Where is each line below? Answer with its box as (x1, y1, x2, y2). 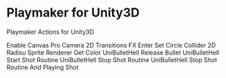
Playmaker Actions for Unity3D (6, 28, 95, 36)
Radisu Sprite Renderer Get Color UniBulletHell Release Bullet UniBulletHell (6, 48, 220, 57)
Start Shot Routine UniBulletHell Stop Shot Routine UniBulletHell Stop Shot (6, 55, 218, 64)
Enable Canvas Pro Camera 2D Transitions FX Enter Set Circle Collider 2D (6, 41, 216, 49)
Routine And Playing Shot (6, 63, 79, 71)
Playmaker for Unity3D (6, 5, 140, 21)
